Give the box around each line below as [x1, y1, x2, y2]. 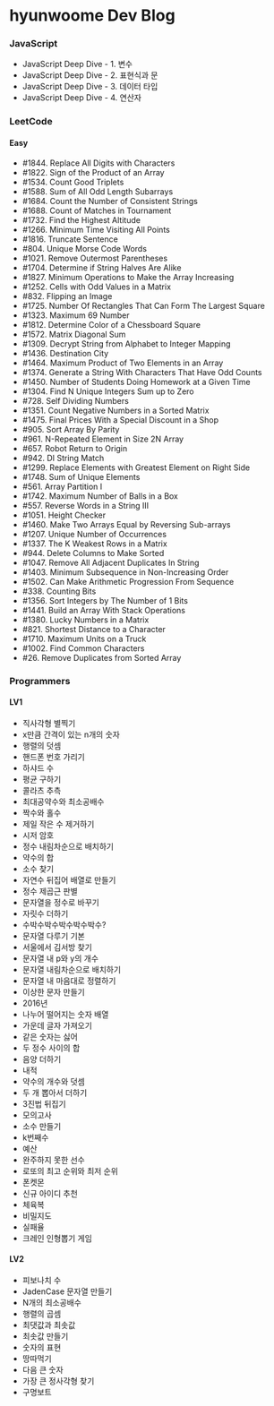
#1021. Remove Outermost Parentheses [21, 253, 168, 263]
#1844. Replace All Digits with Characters [21, 158, 176, 168]
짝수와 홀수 [21, 807, 62, 818]
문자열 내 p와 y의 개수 [21, 953, 99, 964]
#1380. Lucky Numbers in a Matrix [21, 614, 150, 625]
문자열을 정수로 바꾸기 [21, 896, 100, 907]
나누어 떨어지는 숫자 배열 [21, 1008, 109, 1019]
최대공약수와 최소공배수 [21, 796, 105, 807]
